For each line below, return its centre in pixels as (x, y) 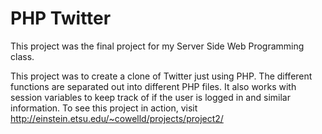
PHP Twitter (61, 18)
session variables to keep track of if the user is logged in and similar (150, 97)
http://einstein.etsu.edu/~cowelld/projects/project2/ (117, 118)
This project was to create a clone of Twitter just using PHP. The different (161, 76)
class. (22, 56)
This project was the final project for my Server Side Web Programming (157, 46)
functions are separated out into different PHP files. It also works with (153, 86)
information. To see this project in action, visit (104, 108)
